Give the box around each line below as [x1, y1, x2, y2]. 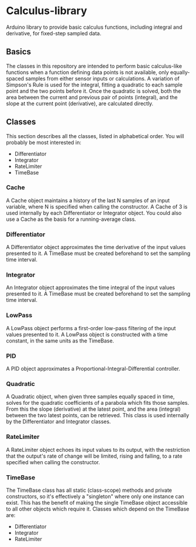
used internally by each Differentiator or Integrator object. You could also [6, 209, 182, 216]
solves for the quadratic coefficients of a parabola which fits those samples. [6, 400, 189, 407]
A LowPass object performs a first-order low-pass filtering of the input [6, 324, 176, 331]
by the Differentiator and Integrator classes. [6, 418, 111, 425]
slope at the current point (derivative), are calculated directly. [6, 100, 154, 107]
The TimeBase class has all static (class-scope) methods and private [6, 486, 173, 494]
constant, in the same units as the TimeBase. [6, 337, 114, 344]
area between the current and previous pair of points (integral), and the [6, 93, 178, 100]
